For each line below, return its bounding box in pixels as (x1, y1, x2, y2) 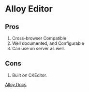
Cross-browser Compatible (12, 35, 67, 41)
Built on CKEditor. (12, 72, 47, 78)
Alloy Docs (5, 81, 27, 87)
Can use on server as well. (12, 46, 65, 51)
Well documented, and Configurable (12, 40, 85, 46)
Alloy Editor (5, 3, 53, 14)
